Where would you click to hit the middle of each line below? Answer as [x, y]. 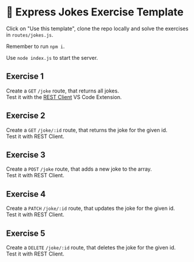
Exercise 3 [26, 154]
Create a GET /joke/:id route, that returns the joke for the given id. [87, 130]
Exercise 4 [26, 194]
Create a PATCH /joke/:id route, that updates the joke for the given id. [91, 208]
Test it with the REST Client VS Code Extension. [64, 97]
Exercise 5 [26, 233]
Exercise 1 [25, 76]
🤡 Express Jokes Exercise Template [95, 12]
